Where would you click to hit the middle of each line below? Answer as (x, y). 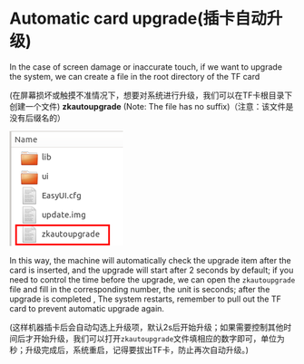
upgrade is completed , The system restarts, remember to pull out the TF (145, 299)
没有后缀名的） (37, 118)
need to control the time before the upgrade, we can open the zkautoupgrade (152, 279)
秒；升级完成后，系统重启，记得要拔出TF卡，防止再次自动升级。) (129, 350)
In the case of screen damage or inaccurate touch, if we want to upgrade (146, 67)
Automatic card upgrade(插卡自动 (138, 19)
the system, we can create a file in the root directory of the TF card (135, 76)
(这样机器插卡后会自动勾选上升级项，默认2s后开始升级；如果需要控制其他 (147, 327)
